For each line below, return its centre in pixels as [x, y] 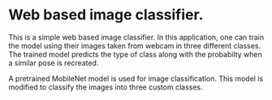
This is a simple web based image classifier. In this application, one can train [136, 37]
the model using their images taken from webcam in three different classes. [135, 45]
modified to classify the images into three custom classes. [106, 87]
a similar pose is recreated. [54, 63]
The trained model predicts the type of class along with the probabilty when [135, 54]
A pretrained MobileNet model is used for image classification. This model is [136, 78]
